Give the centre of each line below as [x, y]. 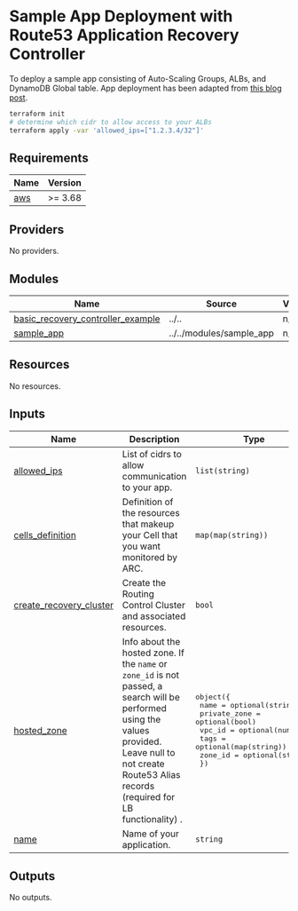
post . [19, 97]
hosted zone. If [153, 653]
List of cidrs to [152, 454]
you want [141, 546]
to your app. [147, 487]
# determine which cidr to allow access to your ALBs [111, 122]
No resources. [35, 386]
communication [154, 476]
